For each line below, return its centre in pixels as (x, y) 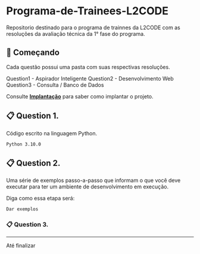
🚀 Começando (33, 53)
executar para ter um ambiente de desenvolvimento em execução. (87, 187)
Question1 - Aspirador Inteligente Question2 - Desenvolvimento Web (90, 78)
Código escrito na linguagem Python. (51, 133)
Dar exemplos (22, 209)
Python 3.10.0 (24, 144)
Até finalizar (21, 245)
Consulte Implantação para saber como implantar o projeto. (80, 96)
